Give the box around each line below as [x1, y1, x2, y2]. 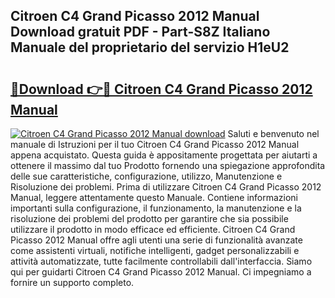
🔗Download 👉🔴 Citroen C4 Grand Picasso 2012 [10, 80, 313, 98]
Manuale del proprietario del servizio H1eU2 [10, 39, 290, 56]
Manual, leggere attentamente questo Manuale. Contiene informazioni [10, 192, 299, 203]
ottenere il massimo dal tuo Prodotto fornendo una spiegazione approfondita [10, 160, 326, 171]
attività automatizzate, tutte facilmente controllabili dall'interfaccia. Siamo [10, 255, 313, 267]
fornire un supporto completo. [10, 277, 135, 288]
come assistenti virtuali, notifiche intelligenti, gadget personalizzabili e [10, 245, 300, 256]
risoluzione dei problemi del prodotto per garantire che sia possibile [10, 213, 289, 224]
